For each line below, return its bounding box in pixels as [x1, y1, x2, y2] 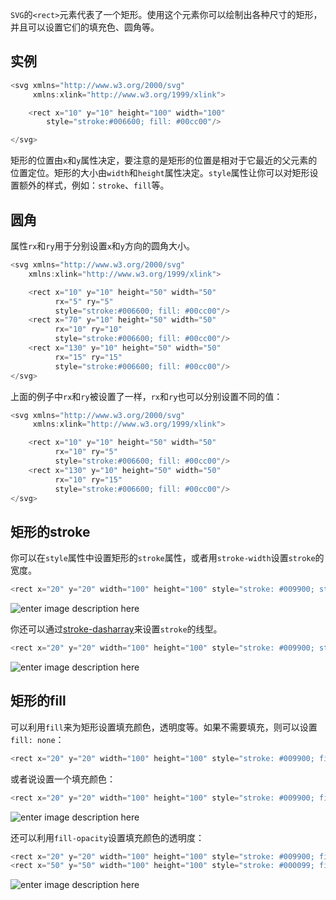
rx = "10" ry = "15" [54, 474, 123, 485]
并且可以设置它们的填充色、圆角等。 [10, 21, 160, 33]
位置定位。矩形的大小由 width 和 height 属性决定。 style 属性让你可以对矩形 [10, 167, 310, 179]
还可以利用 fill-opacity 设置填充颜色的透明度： [10, 831, 205, 843]
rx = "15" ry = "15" [54, 352, 123, 362]
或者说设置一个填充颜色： [10, 773, 116, 785]
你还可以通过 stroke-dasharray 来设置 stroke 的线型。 [10, 623, 223, 635]
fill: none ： [10, 733, 65, 745]
